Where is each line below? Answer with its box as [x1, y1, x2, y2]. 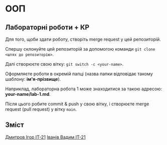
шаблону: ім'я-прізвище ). [5, 76, 61, 82]
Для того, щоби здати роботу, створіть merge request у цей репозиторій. [5, 36, 161, 42]
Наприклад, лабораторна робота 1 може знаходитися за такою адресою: [5, 86, 162, 92]
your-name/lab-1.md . [5, 91, 51, 97]
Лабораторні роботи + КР [5, 23, 89, 32]
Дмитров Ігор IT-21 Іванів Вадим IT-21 [5, 134, 86, 140]
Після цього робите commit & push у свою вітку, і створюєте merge [5, 101, 149, 107]
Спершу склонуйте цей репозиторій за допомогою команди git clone [5, 46, 155, 52]
